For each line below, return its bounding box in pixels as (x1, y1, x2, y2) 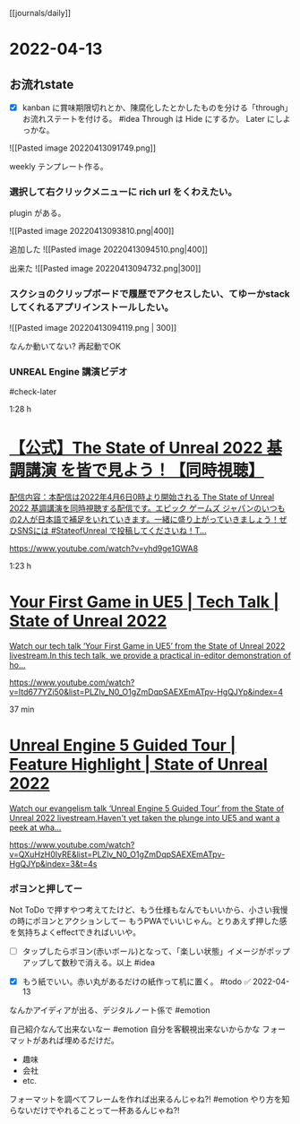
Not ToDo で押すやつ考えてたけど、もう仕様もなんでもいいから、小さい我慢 (9, 904, 288, 915)
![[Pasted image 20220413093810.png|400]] (9, 226, 175, 237)
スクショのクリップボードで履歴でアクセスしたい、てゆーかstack (9, 288, 291, 300)
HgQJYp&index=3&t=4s (9, 858, 98, 869)
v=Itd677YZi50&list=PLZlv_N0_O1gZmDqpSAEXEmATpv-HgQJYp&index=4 (9, 686, 284, 697)
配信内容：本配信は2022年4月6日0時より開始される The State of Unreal (9, 491, 275, 502)
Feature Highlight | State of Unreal (9, 755, 269, 774)
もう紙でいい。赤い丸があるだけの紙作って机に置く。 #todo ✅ (21, 976, 252, 987)
